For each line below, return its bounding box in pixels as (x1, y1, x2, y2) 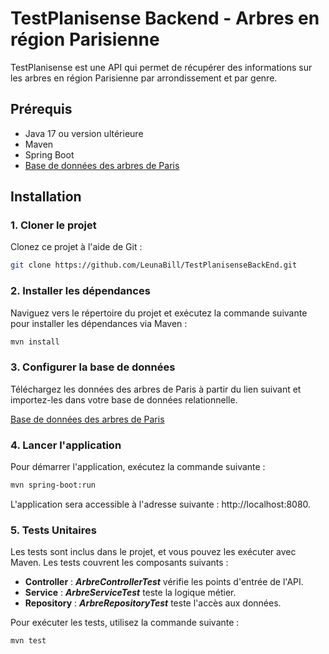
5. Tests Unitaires (10, 523, 97, 537)
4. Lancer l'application (10, 438, 122, 452)
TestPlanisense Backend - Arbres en (10, 7, 320, 30)
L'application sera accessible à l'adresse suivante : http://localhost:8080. (10, 498, 312, 510)
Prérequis (10, 101, 73, 118)
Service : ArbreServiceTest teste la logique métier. (24, 587, 237, 599)
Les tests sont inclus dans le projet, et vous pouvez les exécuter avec (10, 546, 297, 558)
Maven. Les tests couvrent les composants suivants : (10, 557, 229, 569)
